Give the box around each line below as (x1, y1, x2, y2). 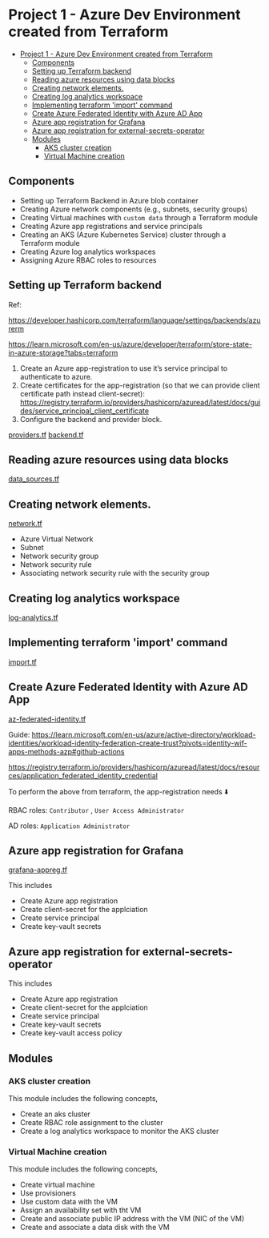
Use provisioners (19, 1188, 76, 1198)
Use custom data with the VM (19, 1197, 118, 1207)
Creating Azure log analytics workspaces (19, 247, 156, 256)
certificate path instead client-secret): (19, 388, 146, 398)
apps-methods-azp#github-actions (8, 746, 125, 756)
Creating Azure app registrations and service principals (19, 221, 203, 231)
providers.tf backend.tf (8, 430, 84, 440)
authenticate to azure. (19, 372, 93, 381)
